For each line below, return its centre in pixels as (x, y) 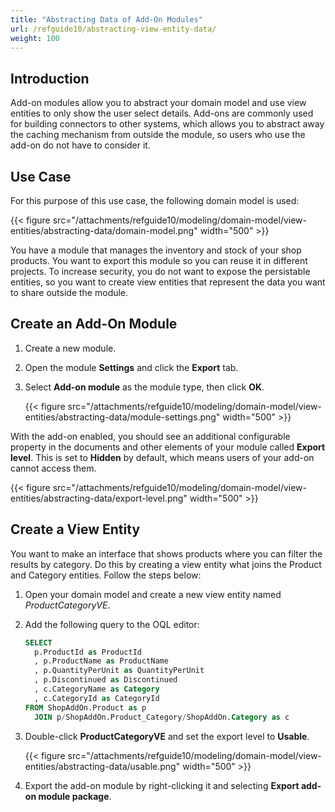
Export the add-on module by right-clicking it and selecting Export (162, 785)
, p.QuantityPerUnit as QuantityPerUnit (119, 671)
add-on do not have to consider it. (80, 145)
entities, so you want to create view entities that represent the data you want (168, 282)
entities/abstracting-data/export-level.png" (99, 498)
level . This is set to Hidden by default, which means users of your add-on (162, 457)
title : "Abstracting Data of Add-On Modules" (106, 19)
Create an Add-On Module (94, 324)
